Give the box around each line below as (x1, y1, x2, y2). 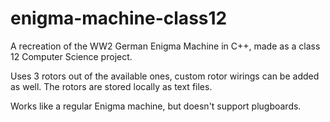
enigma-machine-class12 (10, 7, 228, 30)
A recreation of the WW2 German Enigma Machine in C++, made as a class (10, 40, 321, 52)
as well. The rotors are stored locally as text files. (10, 80, 213, 92)
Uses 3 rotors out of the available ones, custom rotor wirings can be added (10, 70, 320, 82)
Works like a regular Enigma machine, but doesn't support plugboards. (10, 100, 302, 112)
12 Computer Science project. (10, 50, 133, 62)
